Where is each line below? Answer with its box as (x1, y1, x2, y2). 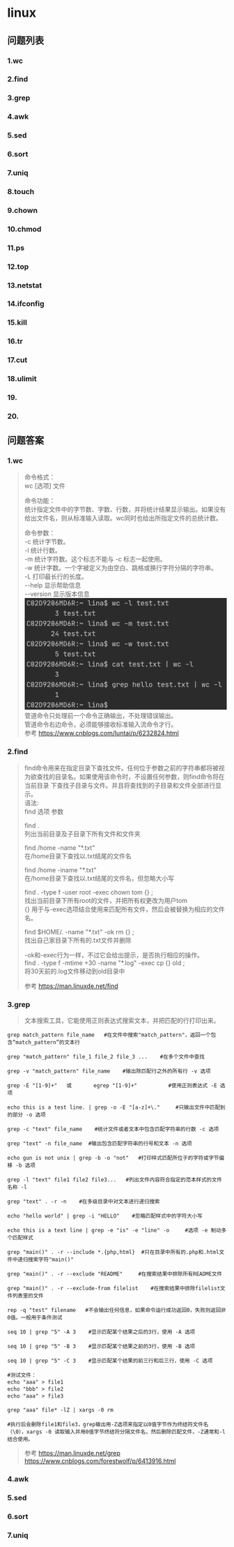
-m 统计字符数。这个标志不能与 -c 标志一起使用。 (24, 555, 166, 563)
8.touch (7, 186, 35, 196)
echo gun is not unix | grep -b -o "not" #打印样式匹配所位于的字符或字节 (7, 1154, 219, 1161)
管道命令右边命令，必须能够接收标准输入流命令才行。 (24, 720, 178, 728)
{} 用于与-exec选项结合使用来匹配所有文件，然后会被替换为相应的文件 (24, 905, 225, 913)
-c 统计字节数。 (24, 537, 70, 546)
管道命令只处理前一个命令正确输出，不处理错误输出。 (24, 712, 178, 720)
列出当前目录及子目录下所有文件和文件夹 (24, 829, 141, 838)
